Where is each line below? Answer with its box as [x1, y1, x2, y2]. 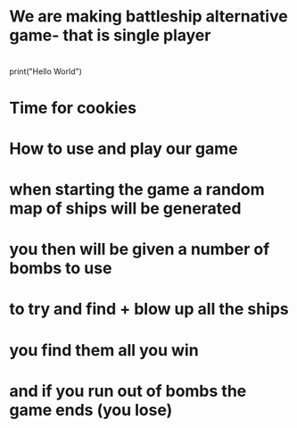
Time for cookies [9, 97, 136, 118]
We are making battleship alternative [9, 6, 288, 27]
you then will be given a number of [9, 239, 270, 260]
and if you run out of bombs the [9, 381, 247, 401]
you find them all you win [9, 340, 199, 360]
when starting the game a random [9, 179, 265, 199]
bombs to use [9, 258, 112, 279]
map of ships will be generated [9, 198, 242, 218]
